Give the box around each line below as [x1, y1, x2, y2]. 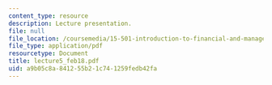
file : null [8, 27, 45, 35]
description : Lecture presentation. [8, 19, 132, 28]
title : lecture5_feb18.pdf [8, 57, 100, 66]
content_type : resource [8, 11, 89, 20]
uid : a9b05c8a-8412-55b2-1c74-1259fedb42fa [8, 65, 158, 73]
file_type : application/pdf [8, 42, 104, 50]
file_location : [8, 34, 60, 43]
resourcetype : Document [8, 49, 89, 57]
